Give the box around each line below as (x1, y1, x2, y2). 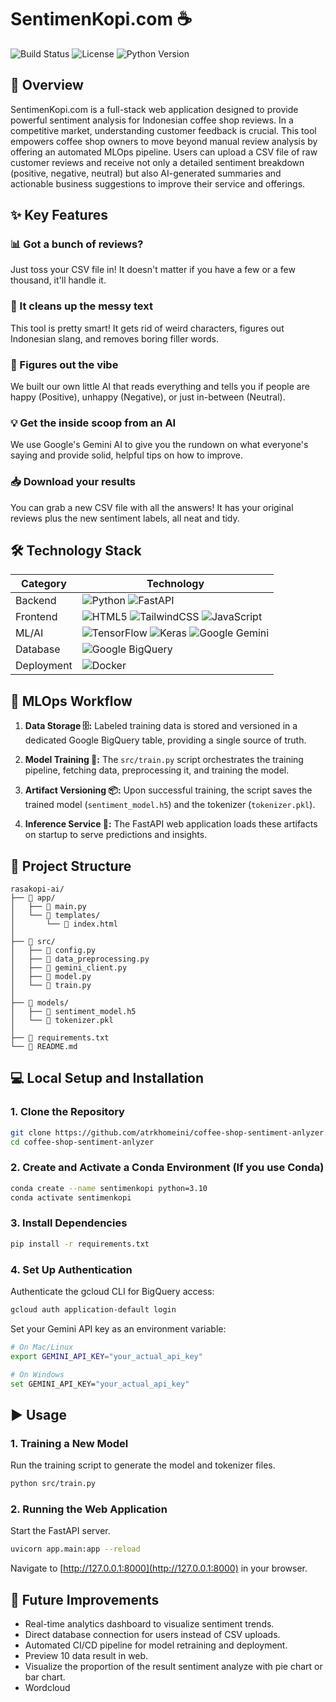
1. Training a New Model (10, 1436, 129, 1450)
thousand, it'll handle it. (10, 274, 107, 286)
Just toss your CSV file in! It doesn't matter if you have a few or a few (10, 264, 296, 276)
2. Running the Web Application (10, 1502, 168, 1516)
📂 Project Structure (10, 857, 132, 875)
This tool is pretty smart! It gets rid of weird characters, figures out (10, 322, 285, 334)
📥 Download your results (10, 475, 137, 489)
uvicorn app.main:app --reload (10, 1544, 141, 1555)
